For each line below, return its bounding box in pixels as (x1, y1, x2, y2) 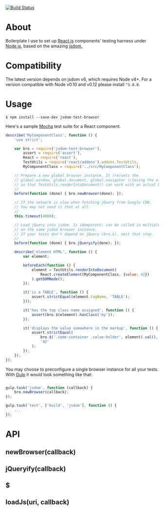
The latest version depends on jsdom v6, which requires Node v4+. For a (5, 76, 152, 82)
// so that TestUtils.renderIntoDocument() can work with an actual (14, 182, 156, 187)
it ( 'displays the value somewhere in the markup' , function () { (23, 325, 159, 331)
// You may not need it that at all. (14, 205, 91, 210)
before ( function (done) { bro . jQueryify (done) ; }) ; (14, 241, 121, 246)
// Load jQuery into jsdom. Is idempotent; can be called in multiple (14, 222, 161, 227)
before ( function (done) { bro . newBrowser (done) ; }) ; (14, 191, 124, 196)
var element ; (23, 254, 50, 259)
